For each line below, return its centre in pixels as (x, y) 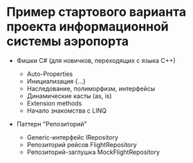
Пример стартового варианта (96, 12)
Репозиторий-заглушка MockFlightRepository (93, 152)
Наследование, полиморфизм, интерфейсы (91, 88)
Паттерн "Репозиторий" (52, 124)
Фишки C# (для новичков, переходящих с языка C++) (96, 60)
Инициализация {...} (56, 81)
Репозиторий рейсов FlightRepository (82, 144)
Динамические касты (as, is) (69, 96)
